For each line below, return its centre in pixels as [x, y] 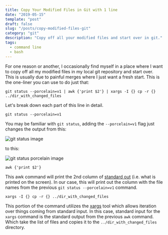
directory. [15, 227]
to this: [12, 148]
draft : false [19, 24]
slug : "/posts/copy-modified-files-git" [48, 29]
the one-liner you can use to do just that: [47, 82]
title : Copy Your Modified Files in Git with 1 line [61, 10]
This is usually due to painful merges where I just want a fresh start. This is [82, 77]
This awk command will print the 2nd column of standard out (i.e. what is [80, 177]
